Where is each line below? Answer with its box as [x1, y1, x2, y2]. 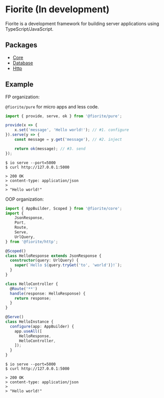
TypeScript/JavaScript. [5, 26, 54, 32]
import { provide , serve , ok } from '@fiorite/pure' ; [5, 114, 123, 119]
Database [12, 60, 33, 66]
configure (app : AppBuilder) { [10, 324, 74, 329]
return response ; [14, 296, 52, 301]
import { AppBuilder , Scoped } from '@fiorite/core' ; [5, 206, 123, 211]
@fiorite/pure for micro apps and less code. [5, 103, 99, 109]
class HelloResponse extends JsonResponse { [5, 253, 102, 258]
